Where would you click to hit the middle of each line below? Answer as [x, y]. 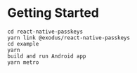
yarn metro [23, 62]
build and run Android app [47, 56]
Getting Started [53, 13]
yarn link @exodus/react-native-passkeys [69, 38]
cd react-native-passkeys [45, 32]
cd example [23, 44]
